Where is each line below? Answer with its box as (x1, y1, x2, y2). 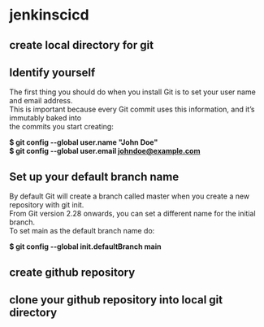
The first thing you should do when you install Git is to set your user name (9, 87, 257, 97)
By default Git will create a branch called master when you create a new (9, 191, 250, 201)
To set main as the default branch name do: (9, 226, 155, 236)
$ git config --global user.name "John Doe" (9, 137, 158, 147)
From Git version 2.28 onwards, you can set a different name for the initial (9, 209, 256, 219)
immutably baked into (9, 113, 82, 123)
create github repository (9, 265, 136, 279)
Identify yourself (9, 65, 96, 79)
